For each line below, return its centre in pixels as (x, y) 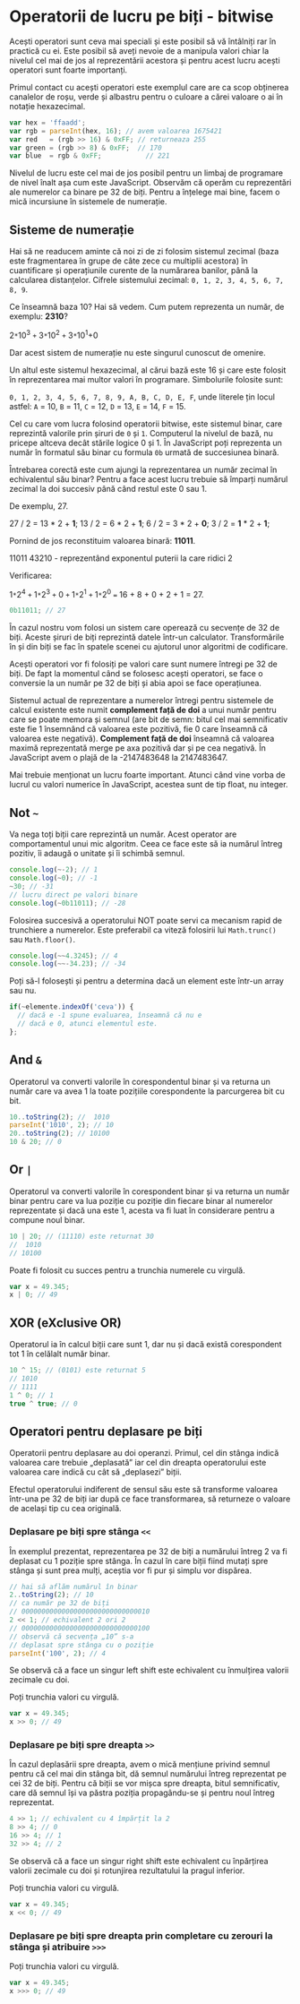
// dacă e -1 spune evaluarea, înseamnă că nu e (110, 1015)
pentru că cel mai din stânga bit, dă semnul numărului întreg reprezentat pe (148, 1774)
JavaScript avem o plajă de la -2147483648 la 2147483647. (119, 758)
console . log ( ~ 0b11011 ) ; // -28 (68, 903)
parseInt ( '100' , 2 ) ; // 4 (57, 1653)
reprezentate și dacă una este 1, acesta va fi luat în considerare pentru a (142, 1210)
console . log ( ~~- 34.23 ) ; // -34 (68, 964)
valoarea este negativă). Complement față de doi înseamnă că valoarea (142, 739)
